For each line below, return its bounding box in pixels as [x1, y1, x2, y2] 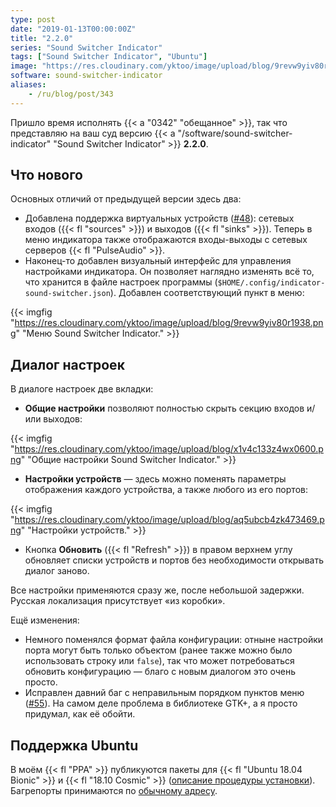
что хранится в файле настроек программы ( [24, 276, 218, 288]
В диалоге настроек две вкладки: [10, 383, 154, 395]
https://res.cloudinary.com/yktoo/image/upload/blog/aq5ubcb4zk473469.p [14, 514, 325, 526]
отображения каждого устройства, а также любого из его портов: [24, 484, 308, 496]
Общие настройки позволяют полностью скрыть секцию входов [24, 402, 305, 415]
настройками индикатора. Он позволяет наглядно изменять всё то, [24, 266, 315, 278]
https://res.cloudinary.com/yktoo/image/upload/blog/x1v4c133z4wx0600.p [14, 443, 324, 455]
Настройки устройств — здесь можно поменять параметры [24, 473, 287, 485]
